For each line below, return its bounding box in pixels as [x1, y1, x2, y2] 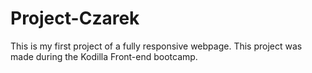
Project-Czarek [10, 7, 140, 30]
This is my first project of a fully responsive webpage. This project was [10, 40, 303, 52]
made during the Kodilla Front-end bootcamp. [10, 50, 198, 62]
